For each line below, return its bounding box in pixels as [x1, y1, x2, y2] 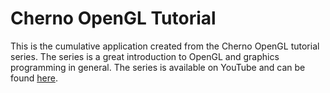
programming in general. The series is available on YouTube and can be [10, 61, 306, 73]
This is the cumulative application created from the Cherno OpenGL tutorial [10, 40, 320, 52]
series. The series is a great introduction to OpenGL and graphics [10, 50, 280, 62]
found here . [10, 72, 58, 84]
